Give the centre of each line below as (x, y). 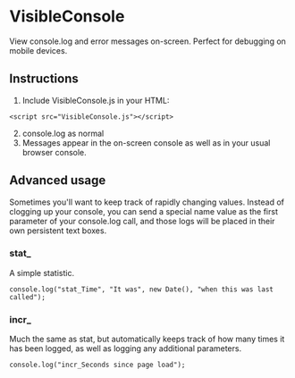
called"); (28, 297)
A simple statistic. (42, 273)
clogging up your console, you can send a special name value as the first (144, 211)
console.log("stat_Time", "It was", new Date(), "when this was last (142, 289)
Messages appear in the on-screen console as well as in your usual (146, 143)
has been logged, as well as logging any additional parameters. (126, 349)
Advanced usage (58, 181)
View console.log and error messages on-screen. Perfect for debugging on (147, 41)
